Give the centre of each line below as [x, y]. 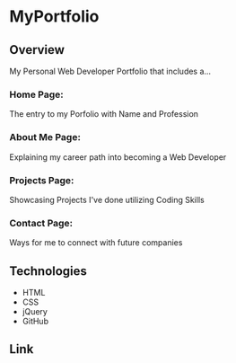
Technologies [48, 271]
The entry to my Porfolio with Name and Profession [104, 114]
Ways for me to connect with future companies [96, 243]
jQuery [35, 311]
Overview [37, 50]
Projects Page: [42, 180]
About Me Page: [45, 137]
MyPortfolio [54, 17]
